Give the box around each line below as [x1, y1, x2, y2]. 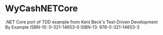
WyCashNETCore [5, 3, 78, 14]
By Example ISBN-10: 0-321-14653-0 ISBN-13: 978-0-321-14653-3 [5, 24, 140, 30]
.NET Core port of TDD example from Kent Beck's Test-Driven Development [5, 19, 158, 25]
